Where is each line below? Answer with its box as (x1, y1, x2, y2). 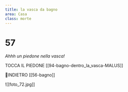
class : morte (5, 16, 32, 21)
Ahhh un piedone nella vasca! (5, 53, 65, 59)
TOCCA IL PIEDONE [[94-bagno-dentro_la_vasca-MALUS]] (5, 63, 123, 69)
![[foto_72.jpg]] (5, 81, 35, 88)
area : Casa (5, 12, 27, 17)
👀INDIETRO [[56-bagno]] (5, 72, 55, 78)
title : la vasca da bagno (5, 7, 57, 12)
